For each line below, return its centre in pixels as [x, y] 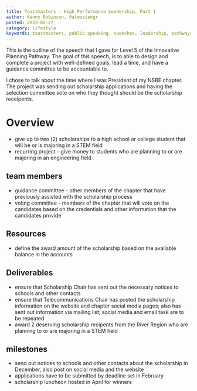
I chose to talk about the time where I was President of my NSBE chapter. [94, 81]
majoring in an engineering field [53, 158]
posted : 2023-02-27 [30, 22]
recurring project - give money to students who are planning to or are [98, 152]
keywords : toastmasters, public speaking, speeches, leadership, [87, 34]
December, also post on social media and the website [79, 370]
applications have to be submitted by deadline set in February [89, 376]
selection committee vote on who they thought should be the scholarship [94, 93]
